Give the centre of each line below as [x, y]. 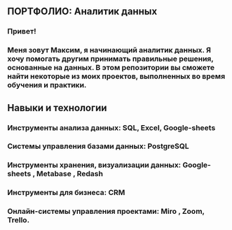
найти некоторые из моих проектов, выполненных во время [116, 76]
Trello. [19, 220]
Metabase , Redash [70, 174]
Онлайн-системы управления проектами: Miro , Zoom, [106, 211]
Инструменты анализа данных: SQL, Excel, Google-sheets [111, 127]
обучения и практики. [47, 85]
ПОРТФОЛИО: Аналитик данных [82, 12]
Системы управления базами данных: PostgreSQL [98, 146]
